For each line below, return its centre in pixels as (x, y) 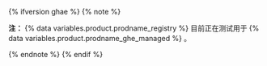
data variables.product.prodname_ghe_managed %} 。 (100, 38)
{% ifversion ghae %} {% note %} (65, 12)
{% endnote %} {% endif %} (56, 54)
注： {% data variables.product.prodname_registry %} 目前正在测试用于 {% (134, 28)
